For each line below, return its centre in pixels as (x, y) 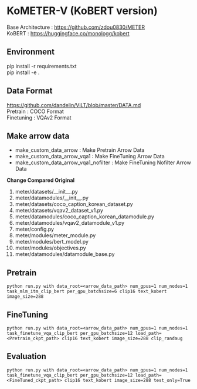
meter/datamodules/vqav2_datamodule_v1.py (70, 223)
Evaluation (26, 356)
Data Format (30, 91)
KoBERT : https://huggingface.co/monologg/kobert (68, 33)
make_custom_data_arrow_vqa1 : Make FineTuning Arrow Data (90, 157)
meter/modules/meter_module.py (55, 235)
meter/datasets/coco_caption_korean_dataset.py (74, 204)
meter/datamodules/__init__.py (52, 198)
